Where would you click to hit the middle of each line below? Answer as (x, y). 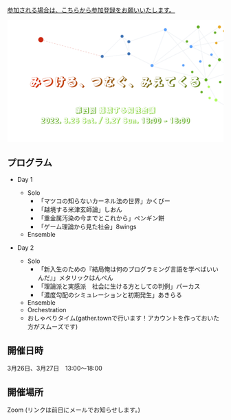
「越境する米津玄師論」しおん (80, 210)
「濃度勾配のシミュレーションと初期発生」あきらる (110, 295)
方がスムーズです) (52, 327)
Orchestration (47, 310)
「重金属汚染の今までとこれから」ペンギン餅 (101, 218)
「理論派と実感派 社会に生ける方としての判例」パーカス (119, 286)
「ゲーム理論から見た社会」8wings (87, 227)
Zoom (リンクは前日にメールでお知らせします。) (74, 410)
